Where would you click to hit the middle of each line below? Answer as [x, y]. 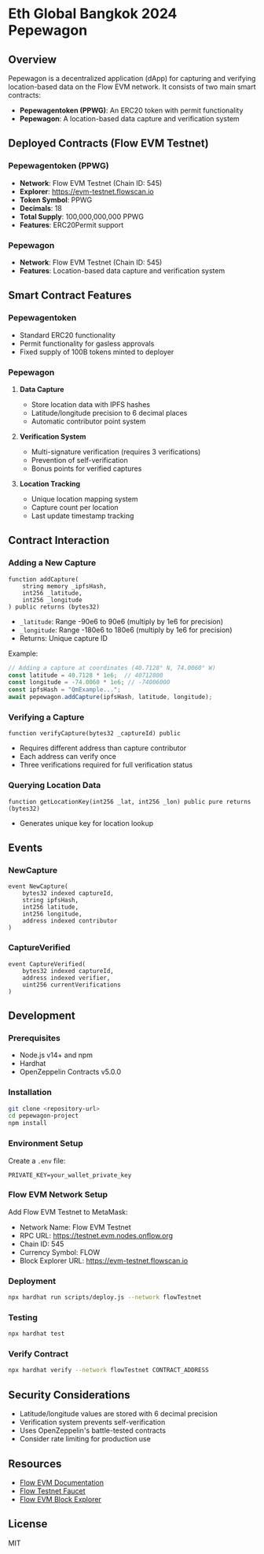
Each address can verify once [68, 757]
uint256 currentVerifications [72, 985]
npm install [27, 1123]
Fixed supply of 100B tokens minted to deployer [97, 352]
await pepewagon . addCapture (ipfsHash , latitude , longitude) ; [110, 697]
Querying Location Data [55, 786]
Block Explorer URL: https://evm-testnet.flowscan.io [104, 1260]
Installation [30, 1093]
